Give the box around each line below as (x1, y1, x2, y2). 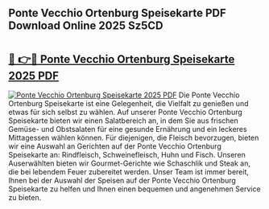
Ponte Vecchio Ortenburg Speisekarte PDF (8, 6, 227, 20)
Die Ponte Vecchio (178, 90, 240, 100)
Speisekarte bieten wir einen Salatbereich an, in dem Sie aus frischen (8, 116, 239, 125)
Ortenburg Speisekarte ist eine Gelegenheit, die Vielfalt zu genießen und (8, 99, 249, 108)
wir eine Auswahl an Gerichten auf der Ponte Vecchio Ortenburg (8, 141, 221, 151)
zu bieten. (8, 193, 42, 202)
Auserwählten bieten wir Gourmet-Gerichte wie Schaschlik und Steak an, (8, 158, 251, 168)
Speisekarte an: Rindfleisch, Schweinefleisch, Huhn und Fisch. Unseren (8, 150, 246, 159)
